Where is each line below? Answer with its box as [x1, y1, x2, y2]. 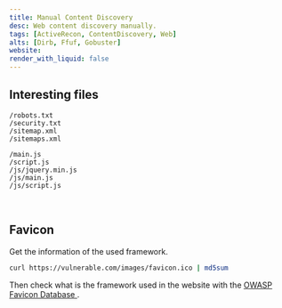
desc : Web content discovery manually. [9, 21, 157, 30]
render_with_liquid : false [9, 54, 109, 63]
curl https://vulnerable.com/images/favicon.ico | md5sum [9, 263, 229, 272]
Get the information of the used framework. [9, 246, 169, 256]
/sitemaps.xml [9, 134, 62, 143]
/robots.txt [9, 110, 53, 120]
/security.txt [9, 118, 62, 127]
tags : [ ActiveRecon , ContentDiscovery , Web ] [9, 29, 177, 38]
